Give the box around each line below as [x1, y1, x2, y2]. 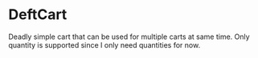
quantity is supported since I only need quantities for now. [8, 40, 201, 49]
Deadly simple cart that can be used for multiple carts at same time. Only [8, 32, 251, 41]
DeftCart [8, 6, 68, 24]
